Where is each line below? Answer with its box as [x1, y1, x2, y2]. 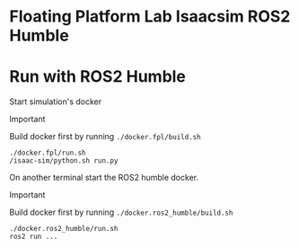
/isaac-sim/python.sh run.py [9, 156, 119, 165]
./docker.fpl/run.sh [9, 148, 87, 158]
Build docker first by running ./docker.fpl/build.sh [9, 131, 201, 142]
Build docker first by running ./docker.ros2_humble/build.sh [9, 207, 233, 217]
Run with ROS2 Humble [9, 66, 187, 87]
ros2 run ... [9, 232, 58, 242]
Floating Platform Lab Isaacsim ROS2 [9, 6, 291, 27]
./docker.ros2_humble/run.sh [9, 225, 119, 234]
